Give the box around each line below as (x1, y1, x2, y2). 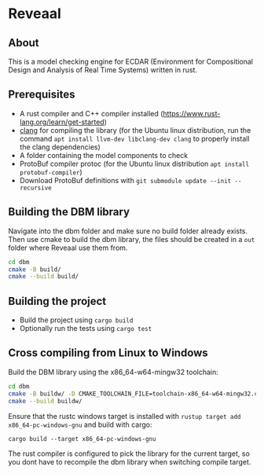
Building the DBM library (8, 205, 130, 219)
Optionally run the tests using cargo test (19, 324, 152, 333)
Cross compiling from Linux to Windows (8, 347, 208, 360)
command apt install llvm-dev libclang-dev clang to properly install (19, 134, 250, 143)
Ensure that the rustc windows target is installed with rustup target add (8, 411, 241, 421)
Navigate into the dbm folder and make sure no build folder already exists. (8, 226, 248, 236)
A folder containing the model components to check (19, 150, 189, 160)
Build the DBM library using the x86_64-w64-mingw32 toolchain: (8, 367, 218, 377)
